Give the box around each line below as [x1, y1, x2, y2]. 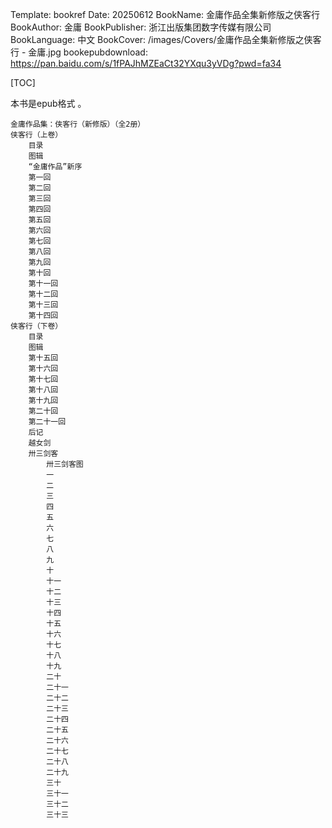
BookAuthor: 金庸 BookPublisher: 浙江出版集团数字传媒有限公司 [10, 21, 272, 33]
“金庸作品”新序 [28, 162, 83, 172]
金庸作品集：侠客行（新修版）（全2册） [10, 119, 146, 129]
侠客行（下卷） [10, 321, 63, 331]
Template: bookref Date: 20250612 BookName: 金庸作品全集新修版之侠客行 [10, 9, 321, 20]
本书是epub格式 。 [10, 98, 87, 109]
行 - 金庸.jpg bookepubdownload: [10, 46, 148, 58]
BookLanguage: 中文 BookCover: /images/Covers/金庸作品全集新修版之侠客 [10, 34, 322, 45]
